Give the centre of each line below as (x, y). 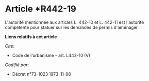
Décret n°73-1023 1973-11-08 (41, 74)
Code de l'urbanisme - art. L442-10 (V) (51, 55)
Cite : (10, 46)
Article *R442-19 (41, 9)
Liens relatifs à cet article (31, 37)
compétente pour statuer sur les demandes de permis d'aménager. (72, 27)
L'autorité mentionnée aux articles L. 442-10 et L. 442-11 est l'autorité (74, 22)
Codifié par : (17, 65)
